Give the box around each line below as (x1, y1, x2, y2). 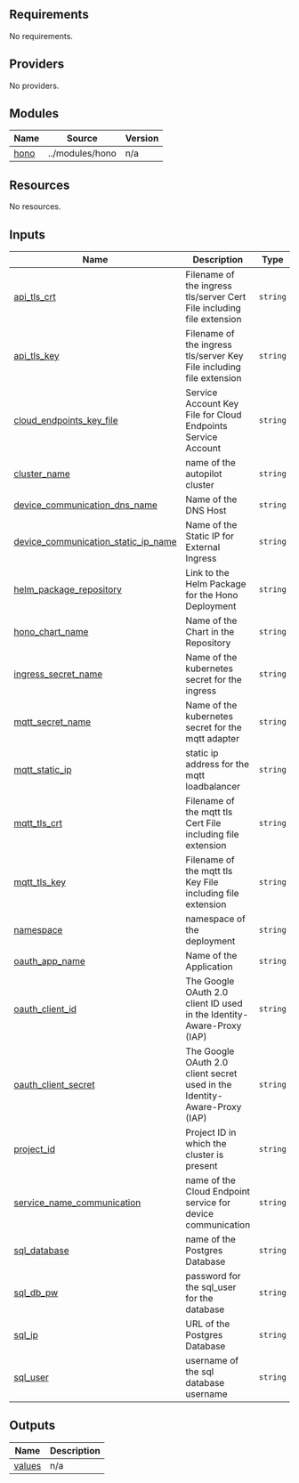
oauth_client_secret (13, 1079, 95, 1091)
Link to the (185, 567, 230, 579)
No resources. (9, 201, 61, 212)
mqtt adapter (185, 733, 240, 745)
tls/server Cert (185, 291, 246, 304)
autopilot (185, 467, 222, 480)
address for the (185, 758, 250, 771)
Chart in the (185, 626, 235, 638)
